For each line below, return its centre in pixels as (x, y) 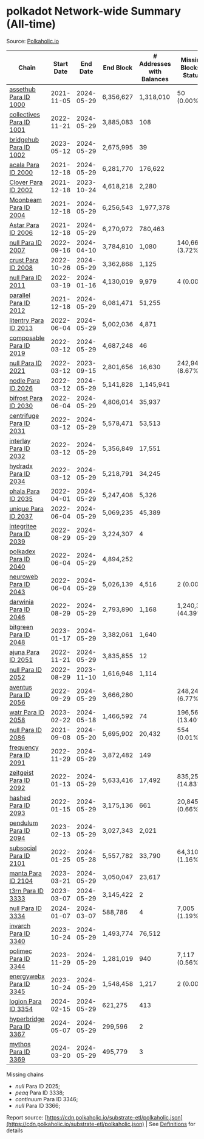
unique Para (26, 509)
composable (27, 338)
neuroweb (24, 577)
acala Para (24, 165)
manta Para (26, 873)
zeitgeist (22, 772)
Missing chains (25, 1074)
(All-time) (31, 24)
